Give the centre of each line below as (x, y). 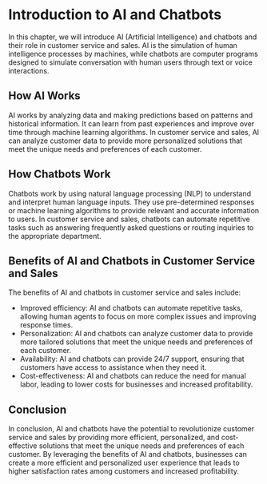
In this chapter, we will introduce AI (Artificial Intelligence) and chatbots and (133, 37)
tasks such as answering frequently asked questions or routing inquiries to (131, 227)
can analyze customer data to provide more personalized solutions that (126, 141)
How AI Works (45, 96)
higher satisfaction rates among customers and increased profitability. (124, 471)
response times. (46, 325)
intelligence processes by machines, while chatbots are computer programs (133, 54)
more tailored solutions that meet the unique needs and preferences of (136, 342)
